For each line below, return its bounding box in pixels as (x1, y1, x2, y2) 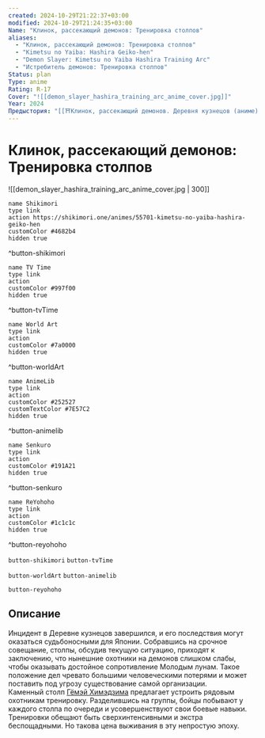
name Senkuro (8, 441, 51, 449)
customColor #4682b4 (8, 227, 77, 235)
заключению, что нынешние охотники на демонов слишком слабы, (8, 653, 237, 663)
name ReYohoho (8, 498, 55, 506)
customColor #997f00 (8, 284, 77, 292)
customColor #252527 (8, 398, 77, 406)
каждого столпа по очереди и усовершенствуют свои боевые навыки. (8, 704, 248, 713)
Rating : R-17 (8, 85, 51, 93)
